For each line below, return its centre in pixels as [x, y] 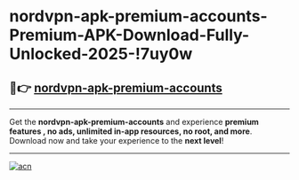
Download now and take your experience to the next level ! [117, 141]
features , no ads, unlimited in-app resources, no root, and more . [131, 131]
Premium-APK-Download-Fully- [129, 35]
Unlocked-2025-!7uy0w [101, 54]
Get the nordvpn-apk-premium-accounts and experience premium [134, 122]
